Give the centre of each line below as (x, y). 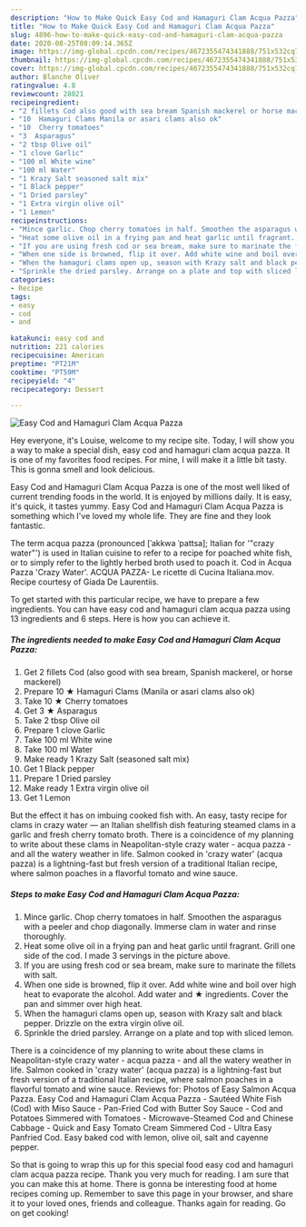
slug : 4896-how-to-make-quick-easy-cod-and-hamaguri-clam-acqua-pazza (147, 35)
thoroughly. (45, 936)
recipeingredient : (45, 102)
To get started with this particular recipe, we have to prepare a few (135, 600)
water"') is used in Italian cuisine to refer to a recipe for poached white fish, (151, 553)
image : (23, 52)
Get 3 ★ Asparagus (60, 711)
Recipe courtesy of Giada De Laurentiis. (85, 582)
